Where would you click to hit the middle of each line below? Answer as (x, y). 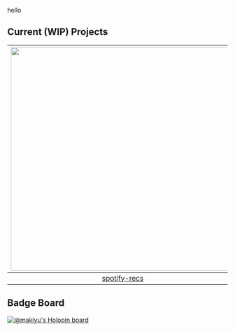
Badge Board (36, 303)
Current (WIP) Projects (58, 32)
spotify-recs (123, 278)
